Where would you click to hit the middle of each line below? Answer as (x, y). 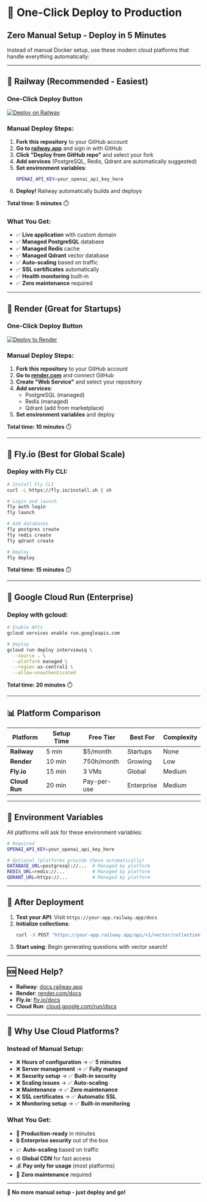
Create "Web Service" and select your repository (79, 382)
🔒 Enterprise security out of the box (62, 1140)
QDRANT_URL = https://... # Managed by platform (79, 878)
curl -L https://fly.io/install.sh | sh (60, 490)
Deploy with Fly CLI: (37, 471)
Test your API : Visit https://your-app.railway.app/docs (87, 917)
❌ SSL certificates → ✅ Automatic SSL (66, 1097)
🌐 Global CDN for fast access (53, 1158)
